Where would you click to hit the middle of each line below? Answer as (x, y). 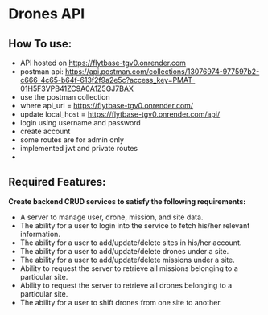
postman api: (41, 72)
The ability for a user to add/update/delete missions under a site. (127, 260)
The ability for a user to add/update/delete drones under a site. (124, 251)
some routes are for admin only (72, 140)
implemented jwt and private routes (79, 148)
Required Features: (57, 182)
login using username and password (80, 123)
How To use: (40, 44)
